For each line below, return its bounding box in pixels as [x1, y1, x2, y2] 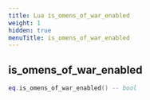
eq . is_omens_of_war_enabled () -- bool [8, 84, 137, 92]
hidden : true [8, 26, 52, 34]
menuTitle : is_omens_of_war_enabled [8, 33, 130, 42]
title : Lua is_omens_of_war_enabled [8, 11, 130, 20]
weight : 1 [8, 19, 41, 27]
